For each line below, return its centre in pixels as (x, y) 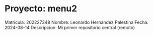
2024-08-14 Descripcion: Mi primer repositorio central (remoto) (70, 27)
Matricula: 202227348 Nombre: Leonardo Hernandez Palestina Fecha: (76, 22)
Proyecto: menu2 (41, 9)
